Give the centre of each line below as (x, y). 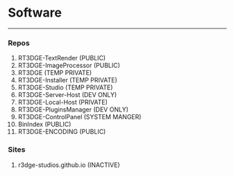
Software (35, 13)
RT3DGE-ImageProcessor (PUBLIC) (69, 65)
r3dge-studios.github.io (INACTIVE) (69, 165)
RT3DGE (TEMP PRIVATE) (55, 73)
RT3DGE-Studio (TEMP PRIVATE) (65, 87)
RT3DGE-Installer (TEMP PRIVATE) (67, 80)
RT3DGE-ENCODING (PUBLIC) (62, 132)
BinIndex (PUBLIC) (44, 124)
